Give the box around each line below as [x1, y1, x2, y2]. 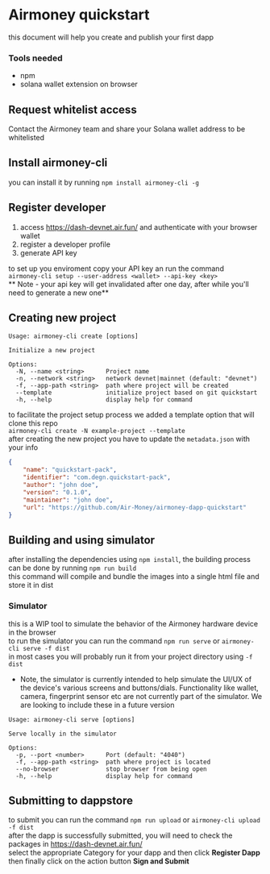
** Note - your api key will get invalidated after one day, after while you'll [8, 279, 250, 289]
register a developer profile [19, 239, 111, 249]
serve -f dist [23, 644, 70, 652]
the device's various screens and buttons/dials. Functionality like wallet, [19, 683, 260, 693]
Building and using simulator [8, 533, 156, 547]
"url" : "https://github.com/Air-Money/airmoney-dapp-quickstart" [23, 503, 247, 511]
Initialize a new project [8, 347, 95, 355]
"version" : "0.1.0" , [23, 488, 92, 497]
